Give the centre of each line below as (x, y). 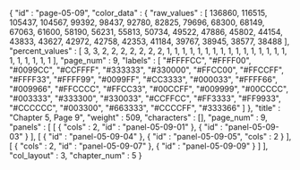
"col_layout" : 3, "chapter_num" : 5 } (76, 155)
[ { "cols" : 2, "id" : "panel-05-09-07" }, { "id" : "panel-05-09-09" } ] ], (139, 146)
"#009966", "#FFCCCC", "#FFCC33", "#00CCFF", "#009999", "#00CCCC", (149, 89)
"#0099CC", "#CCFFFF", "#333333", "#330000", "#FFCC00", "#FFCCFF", (147, 70)
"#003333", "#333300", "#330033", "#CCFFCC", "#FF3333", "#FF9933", (145, 98)
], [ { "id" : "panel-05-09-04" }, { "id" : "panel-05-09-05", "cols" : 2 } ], (161, 136)
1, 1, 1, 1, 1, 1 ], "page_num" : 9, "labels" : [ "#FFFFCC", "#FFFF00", (130, 60)
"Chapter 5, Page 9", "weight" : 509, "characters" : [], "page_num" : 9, (139, 117)
